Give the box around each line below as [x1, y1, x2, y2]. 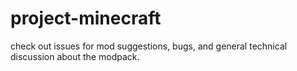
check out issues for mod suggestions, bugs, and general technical [10, 40, 288, 52]
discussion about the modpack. [10, 50, 140, 62]
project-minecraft [10, 7, 162, 30]
